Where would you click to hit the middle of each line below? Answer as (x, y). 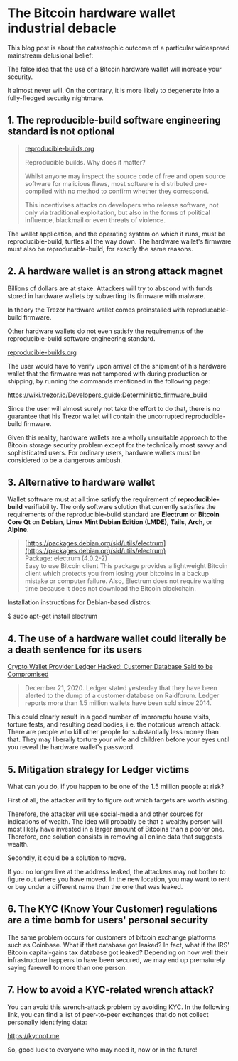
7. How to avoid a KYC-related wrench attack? (111, 990)
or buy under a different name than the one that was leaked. (95, 887)
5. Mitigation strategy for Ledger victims (98, 769)
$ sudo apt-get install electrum (53, 616)
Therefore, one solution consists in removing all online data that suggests (115, 837)
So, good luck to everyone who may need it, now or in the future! (102, 1050)
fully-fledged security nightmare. (56, 98)
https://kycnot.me (33, 1035)
